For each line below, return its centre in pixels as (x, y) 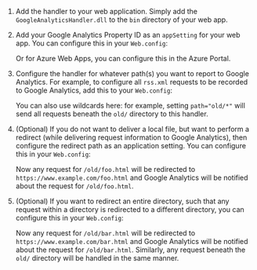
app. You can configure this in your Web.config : (92, 43)
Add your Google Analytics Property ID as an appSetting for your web (128, 35)
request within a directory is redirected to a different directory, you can (130, 210)
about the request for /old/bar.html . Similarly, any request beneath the (130, 250)
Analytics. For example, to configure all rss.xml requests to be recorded (132, 82)
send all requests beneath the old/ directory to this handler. (112, 114)
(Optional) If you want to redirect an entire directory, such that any (122, 201)
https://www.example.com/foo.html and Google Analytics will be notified (132, 177)
